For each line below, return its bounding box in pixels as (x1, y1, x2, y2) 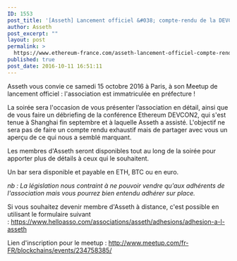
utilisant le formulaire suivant (7, 210, 92, 218)
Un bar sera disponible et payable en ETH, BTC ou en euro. (7, 167, 179, 176)
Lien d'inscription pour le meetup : (7, 238, 107, 247)
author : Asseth (7, 23, 52, 30)
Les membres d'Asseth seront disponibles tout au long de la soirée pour (7, 146, 217, 155)
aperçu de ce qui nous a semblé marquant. (7, 133, 132, 141)
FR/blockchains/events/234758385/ (7, 246, 112, 254)
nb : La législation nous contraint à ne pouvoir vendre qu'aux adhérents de (7, 181, 225, 190)
